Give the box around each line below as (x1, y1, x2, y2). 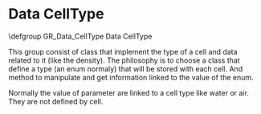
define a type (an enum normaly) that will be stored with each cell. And (8, 63, 243, 73)
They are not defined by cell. (8, 96, 104, 106)
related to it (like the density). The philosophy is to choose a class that (8, 55, 240, 65)
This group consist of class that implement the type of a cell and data (8, 47, 239, 56)
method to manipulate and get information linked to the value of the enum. (8, 72, 255, 82)
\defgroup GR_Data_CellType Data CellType (8, 31, 153, 41)
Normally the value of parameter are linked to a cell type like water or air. (8, 88, 249, 97)
